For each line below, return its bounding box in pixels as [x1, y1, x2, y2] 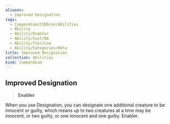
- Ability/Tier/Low [10, 41, 52, 46]
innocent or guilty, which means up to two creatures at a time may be [5, 108, 151, 114]
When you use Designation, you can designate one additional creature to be [5, 102, 165, 108]
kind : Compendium [5, 60, 42, 65]
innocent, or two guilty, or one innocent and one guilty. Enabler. [5, 113, 139, 119]
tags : [5, 17, 17, 22]
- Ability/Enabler [10, 31, 50, 36]
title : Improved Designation [5, 50, 67, 55]
